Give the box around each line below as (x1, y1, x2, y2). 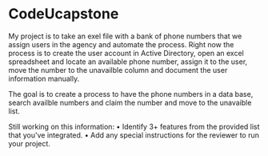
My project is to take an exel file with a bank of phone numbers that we (8, 31, 242, 41)
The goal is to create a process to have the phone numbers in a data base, (8, 89, 254, 98)
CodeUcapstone (8, 5, 119, 23)
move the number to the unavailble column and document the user (8, 65, 228, 74)
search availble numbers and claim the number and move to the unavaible (8, 98, 252, 107)
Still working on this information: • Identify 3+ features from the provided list (8, 122, 260, 131)
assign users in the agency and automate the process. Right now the (8, 39, 234, 49)
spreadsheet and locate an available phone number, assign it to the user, (8, 57, 248, 66)
